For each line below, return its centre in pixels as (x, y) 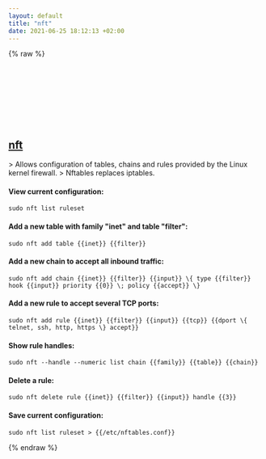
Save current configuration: (56, 415)
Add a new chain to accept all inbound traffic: (86, 261)
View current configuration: (56, 192)
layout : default (36, 16)
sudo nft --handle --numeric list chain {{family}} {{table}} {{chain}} (133, 363)
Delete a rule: (31, 380)
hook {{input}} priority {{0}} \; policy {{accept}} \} (104, 285)
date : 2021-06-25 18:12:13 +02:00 (67, 31)
